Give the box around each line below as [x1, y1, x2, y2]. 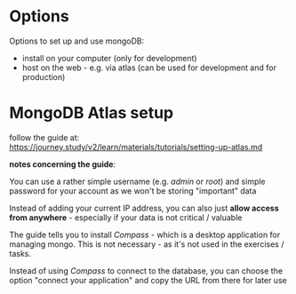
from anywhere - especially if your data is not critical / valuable [9, 211, 243, 223]
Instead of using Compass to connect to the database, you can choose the [9, 265, 283, 276]
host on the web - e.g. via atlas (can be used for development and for [21, 62, 277, 73]
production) [21, 71, 66, 82]
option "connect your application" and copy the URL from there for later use [9, 274, 287, 285]
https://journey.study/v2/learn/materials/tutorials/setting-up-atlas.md [9, 141, 263, 152]
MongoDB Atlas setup [9, 103, 174, 123]
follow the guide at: [9, 131, 80, 143]
